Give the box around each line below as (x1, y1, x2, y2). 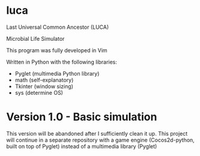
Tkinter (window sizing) (14, 82, 74, 90)
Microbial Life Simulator (6, 35, 65, 42)
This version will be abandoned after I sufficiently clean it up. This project (6, 130, 188, 137)
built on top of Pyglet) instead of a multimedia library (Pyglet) (6, 142, 157, 150)
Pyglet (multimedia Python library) (14, 70, 100, 77)
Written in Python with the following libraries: (6, 58, 117, 65)
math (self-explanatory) (14, 76, 74, 83)
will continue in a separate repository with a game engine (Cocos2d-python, (6, 136, 195, 143)
